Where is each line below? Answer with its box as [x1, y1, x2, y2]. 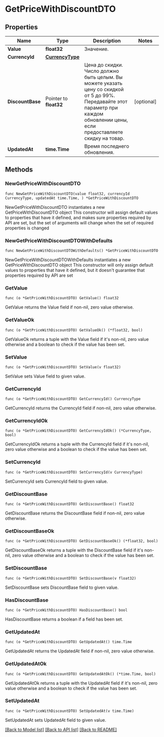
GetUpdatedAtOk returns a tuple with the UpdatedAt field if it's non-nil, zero [5, 680, 158, 686]
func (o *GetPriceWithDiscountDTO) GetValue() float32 [5, 296, 119, 301]
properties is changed [5, 225, 50, 231]
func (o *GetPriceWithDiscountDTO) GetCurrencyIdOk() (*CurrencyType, [5, 428, 152, 433]
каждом [84, 111, 103, 117]
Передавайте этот [84, 98, 128, 105]
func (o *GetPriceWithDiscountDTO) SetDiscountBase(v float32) [5, 576, 137, 581]
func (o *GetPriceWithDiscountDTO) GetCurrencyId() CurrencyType [5, 397, 141, 402]
